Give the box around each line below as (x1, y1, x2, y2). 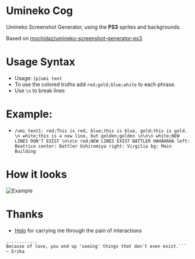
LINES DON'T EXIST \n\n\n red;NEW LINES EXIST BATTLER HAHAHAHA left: (14, 138, 190, 144)
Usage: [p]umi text (14, 74, 62, 81)
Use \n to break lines (14, 87, 65, 94)
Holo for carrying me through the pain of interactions (14, 227, 142, 234)
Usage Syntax (6, 56, 75, 68)
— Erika (6, 248, 25, 254)
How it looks (6, 168, 67, 181)
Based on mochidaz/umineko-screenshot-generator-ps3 (6, 34, 142, 42)
